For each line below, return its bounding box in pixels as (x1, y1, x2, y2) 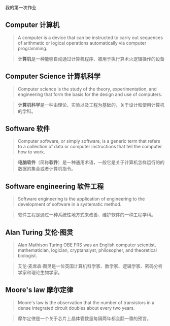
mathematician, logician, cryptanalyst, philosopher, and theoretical (17, 247, 157, 253)
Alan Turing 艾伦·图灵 (5, 228, 74, 237)
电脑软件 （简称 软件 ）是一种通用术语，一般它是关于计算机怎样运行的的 (17, 159, 165, 166)
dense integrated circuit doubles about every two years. (17, 305, 135, 311)
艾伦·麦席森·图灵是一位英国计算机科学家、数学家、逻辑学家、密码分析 (17, 263, 163, 269)
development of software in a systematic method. (17, 201, 122, 207)
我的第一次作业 (5, 5, 37, 10)
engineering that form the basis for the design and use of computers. (17, 91, 162, 97)
